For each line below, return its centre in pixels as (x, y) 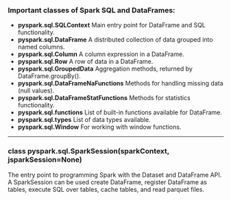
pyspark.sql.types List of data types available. (84, 120)
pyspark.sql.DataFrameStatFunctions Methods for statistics (104, 98)
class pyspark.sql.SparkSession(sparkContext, (89, 151)
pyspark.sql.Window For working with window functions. (99, 127)
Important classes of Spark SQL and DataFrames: (92, 10)
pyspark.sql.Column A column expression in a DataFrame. (101, 54)
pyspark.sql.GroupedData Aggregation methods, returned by (105, 69)
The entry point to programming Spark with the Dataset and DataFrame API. (115, 175)
